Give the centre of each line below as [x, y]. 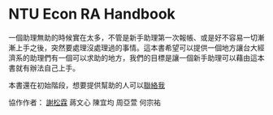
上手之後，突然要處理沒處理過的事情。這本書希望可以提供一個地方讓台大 [136, 47]
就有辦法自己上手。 [47, 68]
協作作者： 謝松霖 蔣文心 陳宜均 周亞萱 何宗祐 [84, 102]
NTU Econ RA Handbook [92, 14]
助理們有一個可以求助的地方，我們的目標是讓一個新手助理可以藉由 [140, 57]
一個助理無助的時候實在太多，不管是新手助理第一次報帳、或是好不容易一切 [133, 37]
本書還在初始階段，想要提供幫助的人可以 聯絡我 [87, 85]
